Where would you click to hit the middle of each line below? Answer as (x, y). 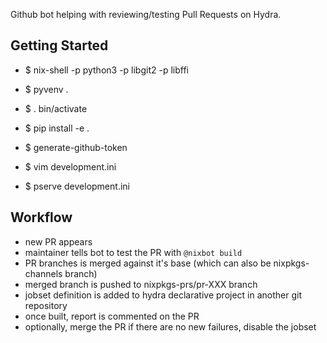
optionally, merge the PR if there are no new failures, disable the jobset (170, 326)
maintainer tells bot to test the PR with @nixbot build (133, 252)
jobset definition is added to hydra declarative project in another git (163, 295)
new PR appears (58, 241)
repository (46, 305)
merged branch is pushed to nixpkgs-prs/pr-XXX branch (141, 284)
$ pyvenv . (46, 89)
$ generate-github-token (76, 147)
